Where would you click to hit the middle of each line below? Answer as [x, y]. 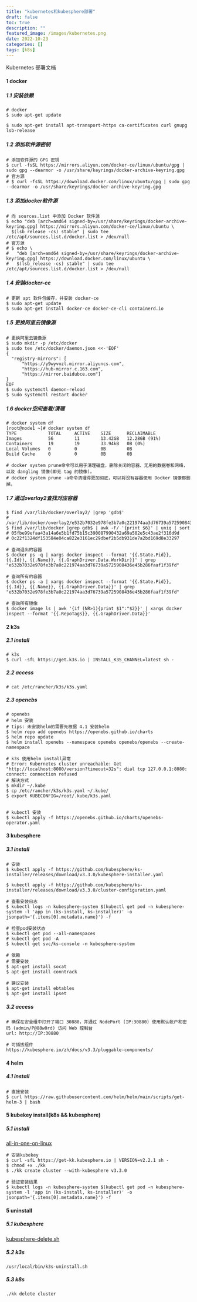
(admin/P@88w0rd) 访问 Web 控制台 [53, 1028]
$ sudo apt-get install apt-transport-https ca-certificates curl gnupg [97, 125]
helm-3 [14, 1102]
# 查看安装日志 [22, 902]
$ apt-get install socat [36, 967]
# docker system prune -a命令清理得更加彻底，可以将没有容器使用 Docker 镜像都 [96, 478]
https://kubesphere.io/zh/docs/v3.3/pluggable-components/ [80, 1050]
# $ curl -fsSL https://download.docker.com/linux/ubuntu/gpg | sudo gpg [98, 182]
